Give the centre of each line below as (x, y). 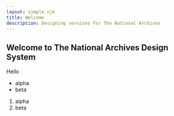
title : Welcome (25, 18)
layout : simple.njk (31, 12)
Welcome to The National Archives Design (87, 47)
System (21, 57)
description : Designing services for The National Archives (84, 23)
